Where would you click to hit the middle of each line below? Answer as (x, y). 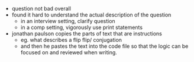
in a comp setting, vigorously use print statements (82, 27)
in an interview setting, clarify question (68, 21)
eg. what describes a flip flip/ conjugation (71, 40)
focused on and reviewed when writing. (69, 52)
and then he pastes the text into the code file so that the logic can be (104, 46)
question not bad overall (41, 9)
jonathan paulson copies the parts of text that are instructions (87, 34)
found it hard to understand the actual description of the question (91, 15)
